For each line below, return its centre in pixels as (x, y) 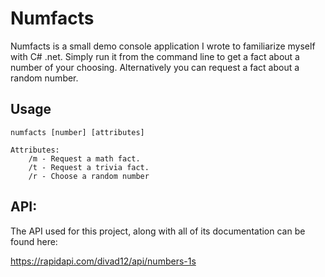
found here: (34, 241)
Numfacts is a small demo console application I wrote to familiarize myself (163, 46)
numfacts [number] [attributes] (77, 132)
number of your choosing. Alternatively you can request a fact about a (155, 67)
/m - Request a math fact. (84, 158)
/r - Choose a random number (89, 176)
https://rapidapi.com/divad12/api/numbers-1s (103, 261)
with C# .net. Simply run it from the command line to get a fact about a (155, 56)
